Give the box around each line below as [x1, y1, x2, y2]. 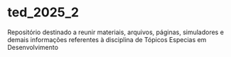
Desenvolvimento [7, 43, 59, 51]
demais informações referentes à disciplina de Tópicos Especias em [7, 35, 207, 43]
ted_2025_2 [7, 4, 80, 21]
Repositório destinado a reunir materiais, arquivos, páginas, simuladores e [7, 28, 224, 36]
